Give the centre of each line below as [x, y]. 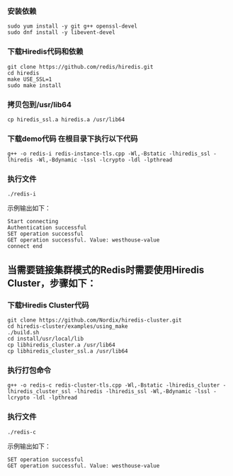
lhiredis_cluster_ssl [39, 392]
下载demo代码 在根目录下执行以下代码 [73, 138]
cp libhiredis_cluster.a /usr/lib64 [61, 345]
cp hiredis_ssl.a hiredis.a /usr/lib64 [66, 119]
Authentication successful [47, 228]
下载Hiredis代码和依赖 [45, 52]
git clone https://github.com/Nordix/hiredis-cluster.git [95, 320]
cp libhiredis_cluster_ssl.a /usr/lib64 [68, 351]
